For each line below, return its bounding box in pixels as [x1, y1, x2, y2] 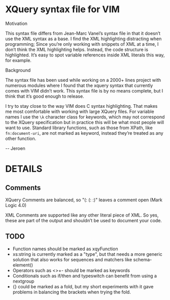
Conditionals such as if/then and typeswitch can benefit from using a [12, 273, 157, 279]
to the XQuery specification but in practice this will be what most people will [5, 119, 164, 125]
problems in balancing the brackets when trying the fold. [12, 289, 131, 295]
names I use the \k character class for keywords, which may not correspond [5, 113, 165, 120]
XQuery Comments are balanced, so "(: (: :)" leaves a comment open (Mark [5, 197, 162, 203]
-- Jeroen [5, 145, 25, 151]
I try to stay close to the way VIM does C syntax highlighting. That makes [5, 103, 158, 109]
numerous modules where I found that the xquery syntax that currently [5, 82, 153, 88]
